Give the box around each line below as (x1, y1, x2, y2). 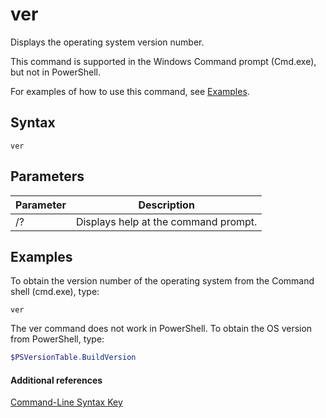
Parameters (10, 168, 85, 185)
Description (138, 198, 195, 212)
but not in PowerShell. (10, 66, 102, 78)
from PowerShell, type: (10, 333, 105, 345)
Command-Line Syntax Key (10, 396, 123, 408)
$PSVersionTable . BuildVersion (10, 353, 137, 363)
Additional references (10, 374, 103, 386)
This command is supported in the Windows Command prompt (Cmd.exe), (10, 55, 317, 67)
